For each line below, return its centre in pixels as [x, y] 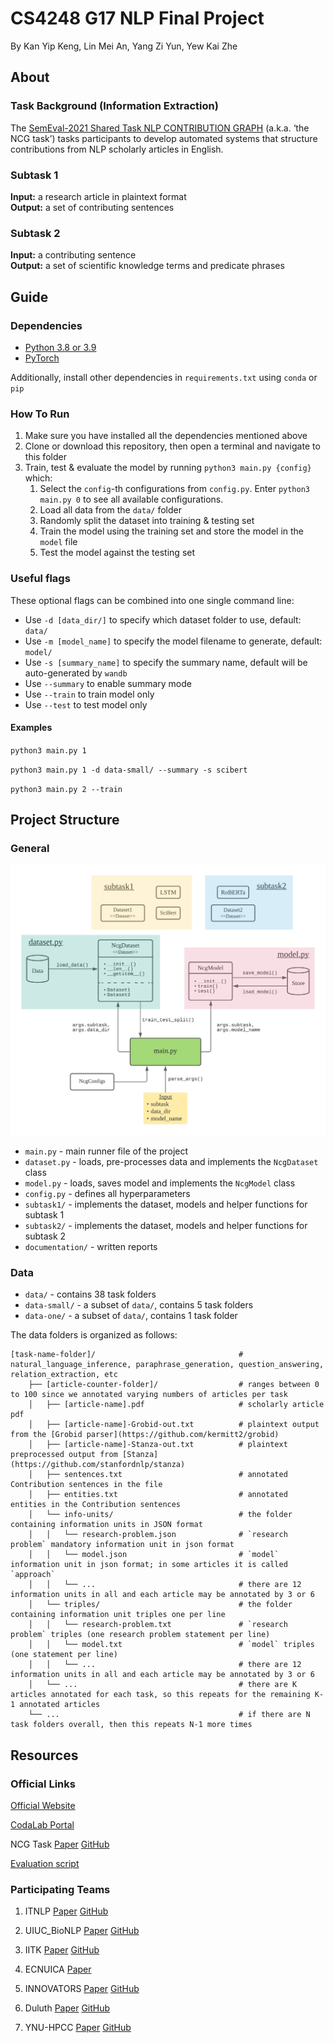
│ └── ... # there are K [163, 1685]
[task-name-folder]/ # [127, 1355]
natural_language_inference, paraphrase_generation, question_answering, [167, 1365]
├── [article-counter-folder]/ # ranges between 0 [174, 1385]
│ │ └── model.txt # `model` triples [171, 1645]
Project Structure [65, 820]
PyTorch [42, 358]
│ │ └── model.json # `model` [154, 1555]
